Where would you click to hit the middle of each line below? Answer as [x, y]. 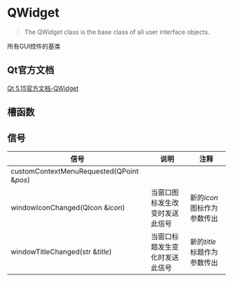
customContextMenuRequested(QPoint [75, 171]
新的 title [203, 242]
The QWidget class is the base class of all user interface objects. [117, 32]
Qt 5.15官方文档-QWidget [43, 88]
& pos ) [20, 179]
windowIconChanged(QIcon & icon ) [68, 207]
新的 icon [204, 197]
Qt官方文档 [31, 70]
